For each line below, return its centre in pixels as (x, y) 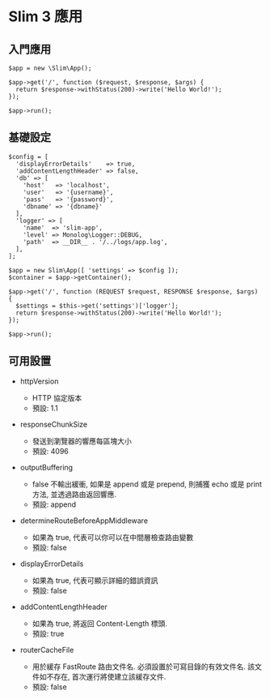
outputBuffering (46, 467)
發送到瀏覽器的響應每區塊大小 (82, 441)
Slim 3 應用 (46, 17)
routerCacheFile (47, 650)
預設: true (48, 633)
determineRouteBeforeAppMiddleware (84, 521)
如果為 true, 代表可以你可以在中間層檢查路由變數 (113, 537)
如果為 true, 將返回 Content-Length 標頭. (100, 623)
